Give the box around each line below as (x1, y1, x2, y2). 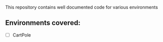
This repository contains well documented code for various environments (5, 4, 158, 10)
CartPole (12, 32, 31, 38)
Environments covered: (5, 18, 81, 27)
